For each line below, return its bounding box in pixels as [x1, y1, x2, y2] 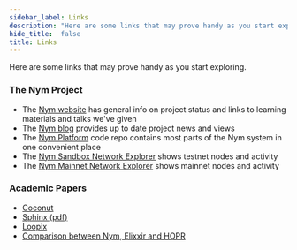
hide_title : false [9, 29, 81, 38]
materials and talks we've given [21, 113, 137, 124]
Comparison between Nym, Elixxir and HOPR [21, 231, 186, 241]
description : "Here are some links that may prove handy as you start [9, 21, 275, 30]
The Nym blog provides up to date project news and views [21, 123, 236, 133]
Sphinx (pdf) [21, 211, 68, 222]
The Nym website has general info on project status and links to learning [21, 103, 286, 115]
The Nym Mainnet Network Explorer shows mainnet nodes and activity [21, 160, 280, 170]
